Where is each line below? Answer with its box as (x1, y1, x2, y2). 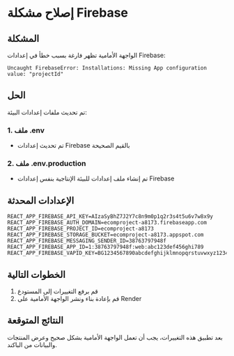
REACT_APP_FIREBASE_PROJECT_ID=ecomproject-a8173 (7, 225, 155, 233)
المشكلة (7, 33, 40, 45)
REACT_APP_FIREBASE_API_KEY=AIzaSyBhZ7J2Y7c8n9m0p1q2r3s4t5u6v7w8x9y (7, 213, 214, 220)
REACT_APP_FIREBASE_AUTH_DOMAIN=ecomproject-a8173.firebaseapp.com (7, 219, 208, 226)
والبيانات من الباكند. (7, 340, 57, 349)
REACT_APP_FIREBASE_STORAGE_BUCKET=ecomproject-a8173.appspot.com (7, 231, 204, 238)
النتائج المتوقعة (7, 315, 64, 327)
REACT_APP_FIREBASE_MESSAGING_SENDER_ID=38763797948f (7, 238, 167, 245)
